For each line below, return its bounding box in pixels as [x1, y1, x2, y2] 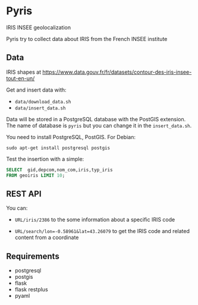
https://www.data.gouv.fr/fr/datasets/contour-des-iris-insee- [42, 68, 192, 76]
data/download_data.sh [14, 99, 71, 105]
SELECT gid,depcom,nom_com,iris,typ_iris [6, 166, 113, 173]
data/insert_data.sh [14, 105, 66, 111]
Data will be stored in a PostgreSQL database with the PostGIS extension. [6, 115, 186, 122]
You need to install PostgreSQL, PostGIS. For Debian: [6, 133, 136, 140]
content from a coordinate [14, 234, 79, 241]
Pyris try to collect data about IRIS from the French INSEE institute [6, 35, 168, 42]
